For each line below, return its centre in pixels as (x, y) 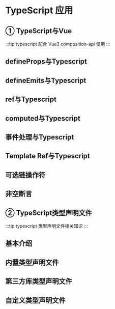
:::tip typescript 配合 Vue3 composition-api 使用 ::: (58, 44)
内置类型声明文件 (32, 262)
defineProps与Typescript (46, 62)
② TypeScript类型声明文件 (49, 213)
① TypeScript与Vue (39, 31)
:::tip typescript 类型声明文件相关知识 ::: (47, 226)
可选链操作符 (25, 175)
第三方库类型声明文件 (39, 281)
